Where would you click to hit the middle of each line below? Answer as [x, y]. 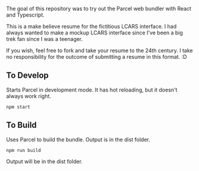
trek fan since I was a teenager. [45, 39]
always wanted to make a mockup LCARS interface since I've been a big [94, 33]
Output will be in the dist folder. [45, 161]
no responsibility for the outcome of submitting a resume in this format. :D [97, 57]
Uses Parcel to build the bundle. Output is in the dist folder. [78, 140]
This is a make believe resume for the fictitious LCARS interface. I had [91, 26]
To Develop [28, 76]
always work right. [29, 96]
